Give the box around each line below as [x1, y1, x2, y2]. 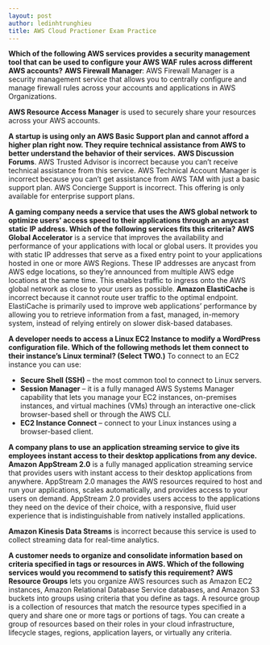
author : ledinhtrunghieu [8, 19, 92, 27]
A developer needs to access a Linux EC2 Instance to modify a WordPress [8, 334, 261, 343]
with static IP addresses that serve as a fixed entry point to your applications [8, 250, 263, 260]
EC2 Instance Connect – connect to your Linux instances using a [19, 418, 237, 428]
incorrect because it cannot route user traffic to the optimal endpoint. [8, 293, 239, 302]
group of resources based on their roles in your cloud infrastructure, [8, 619, 235, 629]
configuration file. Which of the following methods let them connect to [8, 343, 249, 352]
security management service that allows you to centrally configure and [8, 74, 247, 85]
